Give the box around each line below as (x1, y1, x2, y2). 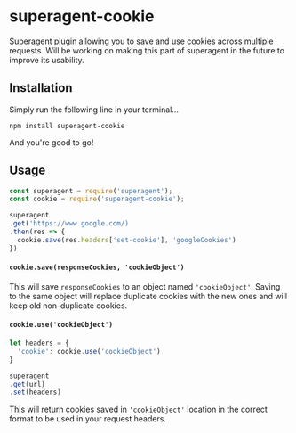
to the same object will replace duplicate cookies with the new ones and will (9, 290, 287, 301)
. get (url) (9, 380, 46, 388)
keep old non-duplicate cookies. (9, 300, 128, 311)
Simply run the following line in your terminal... (9, 104, 180, 115)
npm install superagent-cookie (9, 121, 125, 130)
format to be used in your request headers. (9, 413, 167, 424)
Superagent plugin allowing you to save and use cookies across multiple (9, 36, 274, 46)
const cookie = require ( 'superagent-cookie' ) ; (9, 194, 185, 204)
